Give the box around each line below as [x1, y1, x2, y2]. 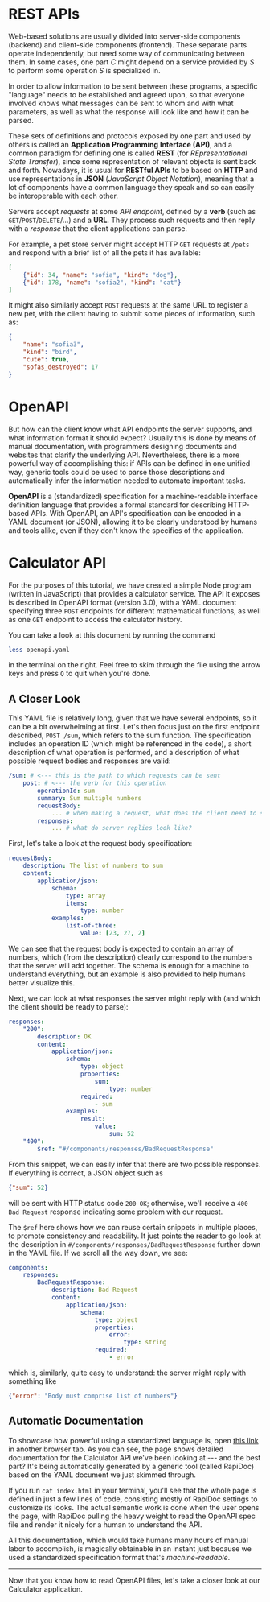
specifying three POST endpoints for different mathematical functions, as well [8, 605, 261, 616]
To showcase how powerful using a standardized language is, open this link [8, 1435, 259, 1445]
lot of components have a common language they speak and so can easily [8, 182, 255, 192]
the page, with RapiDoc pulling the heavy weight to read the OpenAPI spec [8, 1511, 256, 1521]
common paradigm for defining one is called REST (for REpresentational [8, 148, 247, 158]
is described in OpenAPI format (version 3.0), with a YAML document [8, 597, 237, 607]
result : [80, 1115, 106, 1123]
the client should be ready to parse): [8, 1001, 129, 1011]
